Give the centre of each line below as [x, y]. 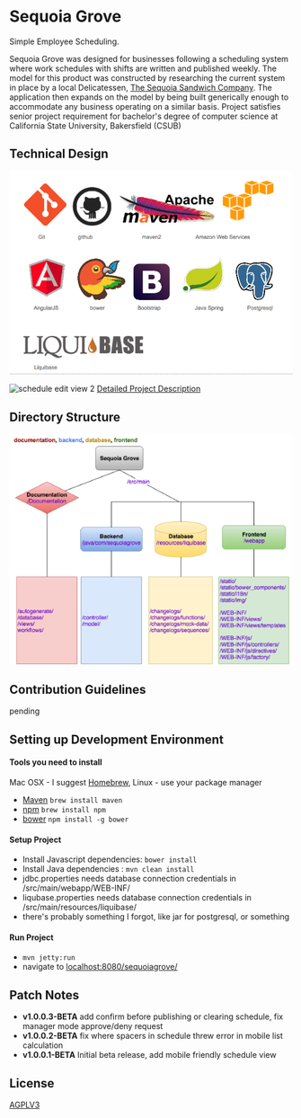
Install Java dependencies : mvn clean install [108, 869]
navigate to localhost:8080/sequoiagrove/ [100, 967]
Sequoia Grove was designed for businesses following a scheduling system [149, 58]
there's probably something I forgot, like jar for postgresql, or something [156, 917]
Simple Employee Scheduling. [64, 41]
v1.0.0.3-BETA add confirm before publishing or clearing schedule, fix [153, 1016]
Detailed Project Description [149, 389]
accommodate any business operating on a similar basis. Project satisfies [145, 106]
